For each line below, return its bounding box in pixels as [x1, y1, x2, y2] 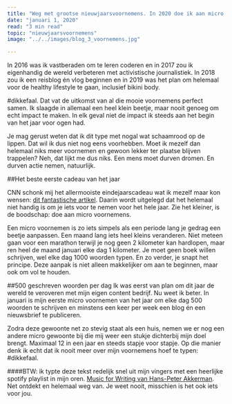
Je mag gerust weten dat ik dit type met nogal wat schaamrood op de [7, 132, 205, 141]
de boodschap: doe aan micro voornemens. [7, 211, 132, 219]
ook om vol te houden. [7, 268, 71, 276]
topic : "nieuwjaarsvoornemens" [7, 29, 97, 37]
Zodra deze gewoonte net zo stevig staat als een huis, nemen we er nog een [7, 324, 224, 333]
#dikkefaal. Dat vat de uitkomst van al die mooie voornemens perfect [7, 96, 204, 105]
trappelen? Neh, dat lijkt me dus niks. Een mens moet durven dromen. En [7, 154, 215, 163]
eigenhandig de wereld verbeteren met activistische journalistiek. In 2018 [7, 69, 215, 77]
